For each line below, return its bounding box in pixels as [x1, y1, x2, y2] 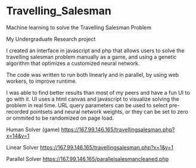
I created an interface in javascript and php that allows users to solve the [6, 46, 185, 54]
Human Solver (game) [6, 126, 60, 133]
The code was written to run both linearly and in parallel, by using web [6, 71, 179, 78]
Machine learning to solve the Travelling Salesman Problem [6, 24, 152, 31]
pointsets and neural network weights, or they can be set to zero [29, 108, 189, 115]
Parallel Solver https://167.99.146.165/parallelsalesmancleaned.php [6, 155, 169, 162]
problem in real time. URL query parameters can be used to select [6, 101, 168, 108]
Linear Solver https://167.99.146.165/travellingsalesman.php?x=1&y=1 [6, 144, 174, 151]
